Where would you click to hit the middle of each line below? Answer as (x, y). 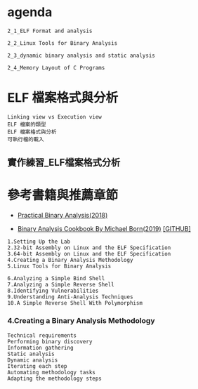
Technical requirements (42, 335)
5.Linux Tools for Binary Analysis (59, 266)
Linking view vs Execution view (54, 117)
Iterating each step (38, 366)
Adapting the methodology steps (54, 378)
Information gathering (40, 348)
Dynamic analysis (33, 360)
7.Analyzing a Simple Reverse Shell (61, 285)
